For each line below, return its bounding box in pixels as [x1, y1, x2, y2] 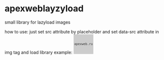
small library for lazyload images [4, 19, 71, 25]
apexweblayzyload [4, 3, 84, 14]
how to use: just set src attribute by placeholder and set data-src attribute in [4, 29, 160, 34]
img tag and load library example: [4, 49, 72, 55]
